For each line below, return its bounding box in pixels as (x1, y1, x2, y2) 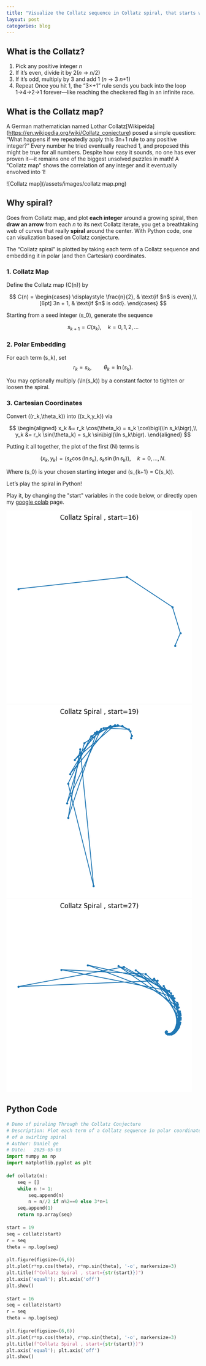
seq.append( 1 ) (17, 1205, 53, 1212)
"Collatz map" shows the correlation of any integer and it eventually (6, 162, 177, 169)
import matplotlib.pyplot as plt (6, 1160, 92, 1166)
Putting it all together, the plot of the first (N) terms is (6, 443, 140, 450)
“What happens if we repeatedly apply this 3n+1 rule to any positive (6, 135, 177, 143)
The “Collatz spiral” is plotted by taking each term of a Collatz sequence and (6, 245, 200, 252)
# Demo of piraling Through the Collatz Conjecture (6, 1121, 141, 1127)
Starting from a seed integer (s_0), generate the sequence (6, 311, 153, 319)
